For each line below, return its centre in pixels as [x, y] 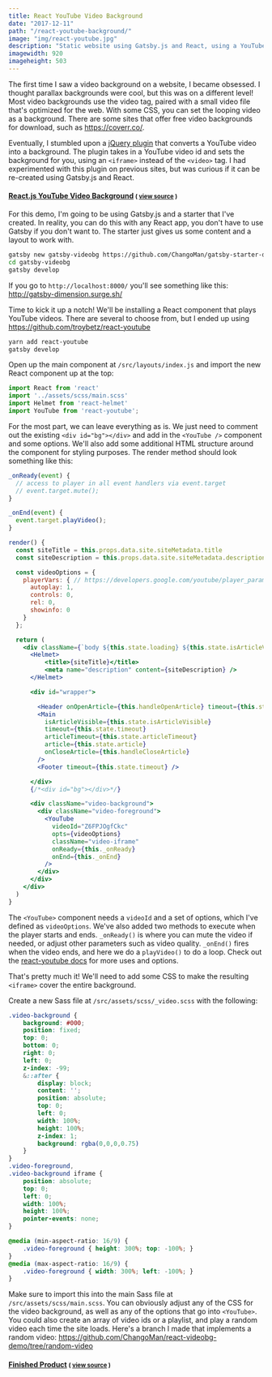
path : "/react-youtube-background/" [70, 31]
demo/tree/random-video [51, 1346]
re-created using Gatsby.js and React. [72, 177]
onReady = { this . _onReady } [93, 849]
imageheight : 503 [38, 62]
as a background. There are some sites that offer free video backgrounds [131, 118]
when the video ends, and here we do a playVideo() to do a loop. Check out [135, 952]
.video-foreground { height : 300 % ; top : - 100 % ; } [108, 1248]
